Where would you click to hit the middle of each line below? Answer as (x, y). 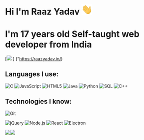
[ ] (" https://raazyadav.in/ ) (34, 59)
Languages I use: (32, 74)
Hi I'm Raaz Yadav (43, 12)
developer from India (48, 44)
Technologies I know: (39, 101)
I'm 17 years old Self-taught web (72, 34)
